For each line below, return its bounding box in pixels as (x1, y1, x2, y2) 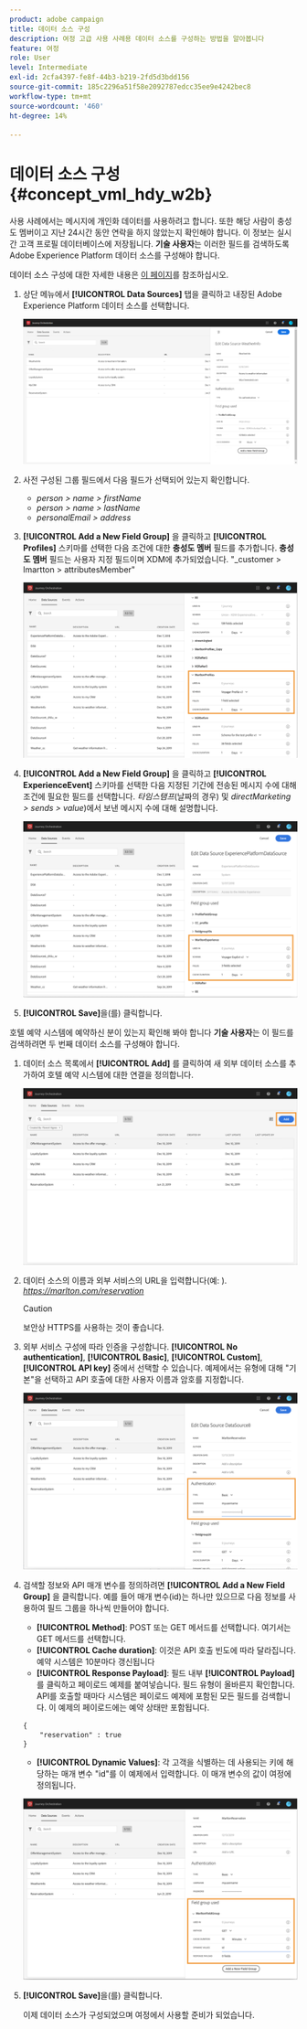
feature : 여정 (9, 44, 59, 53)
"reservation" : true (39, 1730, 122, 1739)
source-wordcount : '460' (9, 101, 104, 111)
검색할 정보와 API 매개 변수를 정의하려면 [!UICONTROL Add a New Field (22, 1579, 285, 1590)
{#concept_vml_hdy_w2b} (9, 184, 213, 205)
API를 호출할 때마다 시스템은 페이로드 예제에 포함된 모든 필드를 (36, 1690, 259, 1701)
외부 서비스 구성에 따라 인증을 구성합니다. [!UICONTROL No (22, 1340, 238, 1352)
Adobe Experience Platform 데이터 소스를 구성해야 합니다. (9, 250, 220, 261)
